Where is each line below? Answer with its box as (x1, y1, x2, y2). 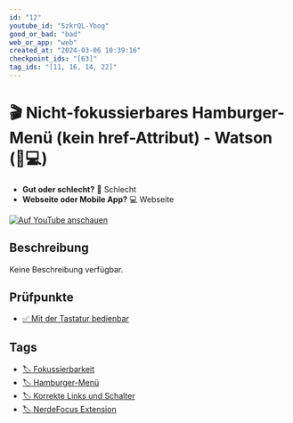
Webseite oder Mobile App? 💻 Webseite (21, 193, 175, 205)
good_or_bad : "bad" (9, 29, 82, 38)
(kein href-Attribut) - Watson (56, 128, 273, 148)
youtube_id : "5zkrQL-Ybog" (9, 21, 110, 30)
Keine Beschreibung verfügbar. (9, 264, 124, 274)
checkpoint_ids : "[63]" (9, 54, 98, 63)
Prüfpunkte (9, 290, 74, 305)
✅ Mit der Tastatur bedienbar (21, 313, 129, 324)
